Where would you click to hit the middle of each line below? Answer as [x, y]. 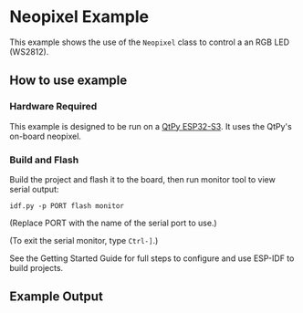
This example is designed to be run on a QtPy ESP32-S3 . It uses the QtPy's [151, 126]
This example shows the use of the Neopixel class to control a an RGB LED [150, 42]
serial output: [34, 189]
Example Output [56, 297]
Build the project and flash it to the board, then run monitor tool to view [142, 179]
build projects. [37, 267]
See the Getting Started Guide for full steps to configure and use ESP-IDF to [152, 258]
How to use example [68, 81]
